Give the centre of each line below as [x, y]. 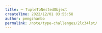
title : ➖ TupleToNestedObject [36, 9]
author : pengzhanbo [25, 18]
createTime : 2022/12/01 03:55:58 [39, 14]
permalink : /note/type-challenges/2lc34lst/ [51, 23]
